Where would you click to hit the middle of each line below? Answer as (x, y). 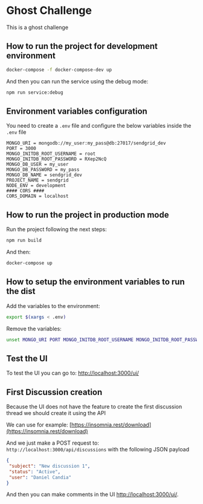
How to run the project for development (82, 46)
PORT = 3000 (21, 149)
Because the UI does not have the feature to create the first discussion (94, 407)
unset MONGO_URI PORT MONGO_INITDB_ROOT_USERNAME (70, 339)
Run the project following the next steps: (56, 229)
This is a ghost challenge (37, 27)
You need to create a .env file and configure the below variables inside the (99, 126)
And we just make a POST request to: (53, 443)
